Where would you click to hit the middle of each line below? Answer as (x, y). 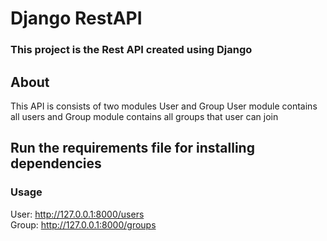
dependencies (56, 163)
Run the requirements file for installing (132, 148)
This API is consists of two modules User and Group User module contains (164, 106)
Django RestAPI (76, 18)
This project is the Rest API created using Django (131, 50)
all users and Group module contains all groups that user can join (144, 116)
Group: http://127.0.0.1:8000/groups (83, 224)
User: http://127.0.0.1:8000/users (77, 214)
